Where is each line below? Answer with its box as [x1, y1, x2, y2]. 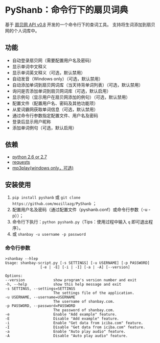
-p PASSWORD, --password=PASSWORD [5, 303, 76, 308]
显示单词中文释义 [12, 63, 47, 69]
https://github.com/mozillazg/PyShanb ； [12, 200, 97, 206]
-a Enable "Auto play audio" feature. [5, 329, 126, 334]
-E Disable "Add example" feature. [5, 316, 119, 321]
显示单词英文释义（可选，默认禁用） [12, 70, 86, 75]
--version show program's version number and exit [5, 277, 137, 282]
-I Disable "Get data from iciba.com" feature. [5, 324, 146, 330]
